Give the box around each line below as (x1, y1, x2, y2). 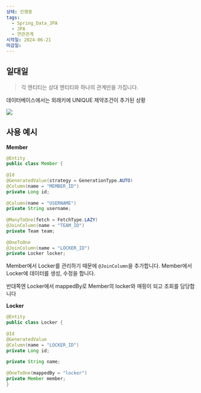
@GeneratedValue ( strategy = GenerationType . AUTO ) (6, 177, 134, 184)
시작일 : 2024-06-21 (6, 37, 51, 43)
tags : (6, 14, 20, 21)
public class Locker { (6, 319, 63, 326)
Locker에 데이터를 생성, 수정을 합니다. (6, 270, 96, 277)
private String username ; (6, 206, 71, 212)
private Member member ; (6, 375, 66, 382)
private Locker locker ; (6, 251, 66, 257)
